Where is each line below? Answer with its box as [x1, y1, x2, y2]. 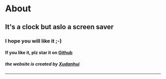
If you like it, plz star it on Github [5, 50, 73, 56]
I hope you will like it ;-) [5, 38, 62, 44]
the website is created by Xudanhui [5, 61, 80, 67]
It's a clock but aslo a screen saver [5, 23, 114, 31]
